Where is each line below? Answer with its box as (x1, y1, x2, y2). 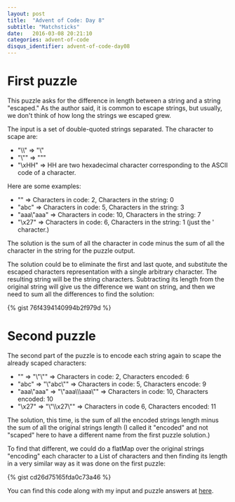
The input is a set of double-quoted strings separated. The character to (7, 124, 214, 133)
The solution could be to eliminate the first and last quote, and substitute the (7, 260, 228, 268)
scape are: (7, 132, 39, 140)
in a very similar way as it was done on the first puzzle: (7, 459, 166, 468)
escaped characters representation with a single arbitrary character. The (7, 267, 217, 276)
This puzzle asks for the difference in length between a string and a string (7, 96, 221, 105)
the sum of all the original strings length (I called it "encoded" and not (7, 423, 208, 432)
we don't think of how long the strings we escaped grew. (7, 111, 172, 119)
